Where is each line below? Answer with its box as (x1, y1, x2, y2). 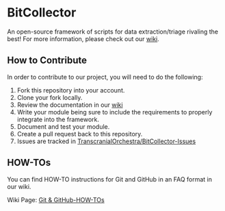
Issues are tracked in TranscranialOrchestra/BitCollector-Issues (16, 137, 196, 145)
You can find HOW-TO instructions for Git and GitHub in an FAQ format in (7, 175, 213, 183)
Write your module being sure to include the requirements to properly (16, 108, 213, 116)
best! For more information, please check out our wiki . (7, 34, 159, 42)
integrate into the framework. (16, 115, 100, 123)
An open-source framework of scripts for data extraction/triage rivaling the (7, 27, 219, 36)
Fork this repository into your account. (16, 86, 125, 94)
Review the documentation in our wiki (16, 101, 123, 109)
